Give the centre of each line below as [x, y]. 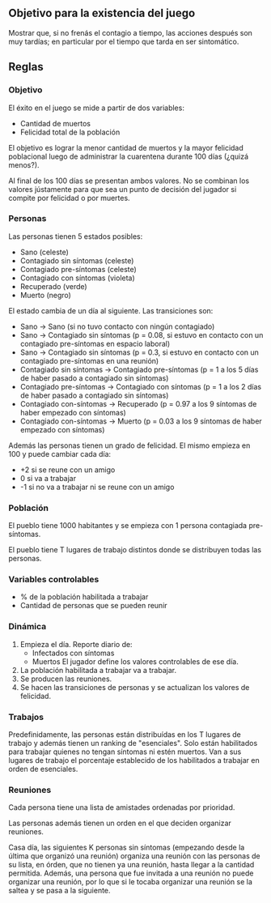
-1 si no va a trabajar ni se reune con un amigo [97, 487]
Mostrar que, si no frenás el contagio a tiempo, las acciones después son [131, 32]
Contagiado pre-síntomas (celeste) [78, 269]
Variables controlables [54, 580]
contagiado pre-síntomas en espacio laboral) [95, 343]
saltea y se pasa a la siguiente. [59, 891]
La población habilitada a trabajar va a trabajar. [98, 670]
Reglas [26, 67]
